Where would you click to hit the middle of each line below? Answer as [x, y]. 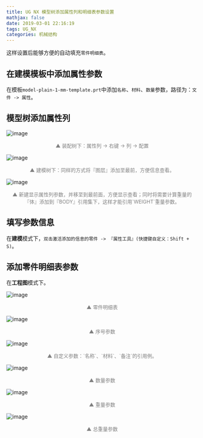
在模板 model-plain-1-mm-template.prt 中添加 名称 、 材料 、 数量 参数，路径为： [99, 90]
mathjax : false [26, 18]
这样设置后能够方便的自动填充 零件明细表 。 [58, 53]
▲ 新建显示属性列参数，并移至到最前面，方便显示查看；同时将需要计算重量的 [102, 194]
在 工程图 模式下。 [28, 283]
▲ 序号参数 [102, 332]
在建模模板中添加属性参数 [54, 74]
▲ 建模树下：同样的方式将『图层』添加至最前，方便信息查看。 [102, 170]
